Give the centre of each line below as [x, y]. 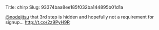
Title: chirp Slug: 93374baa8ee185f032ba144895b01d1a [64, 7]
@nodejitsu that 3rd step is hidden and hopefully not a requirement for [80, 17]
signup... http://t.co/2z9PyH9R [38, 22]
